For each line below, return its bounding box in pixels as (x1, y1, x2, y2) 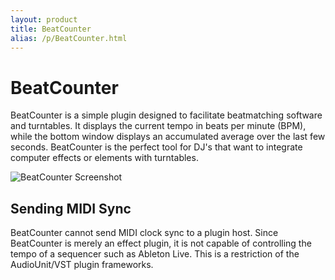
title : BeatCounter (10, 24, 92, 34)
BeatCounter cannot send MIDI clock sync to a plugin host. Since (10, 227, 279, 239)
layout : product (10, 14, 78, 25)
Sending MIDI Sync (10, 200, 132, 217)
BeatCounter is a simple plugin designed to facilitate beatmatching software (10, 109, 323, 121)
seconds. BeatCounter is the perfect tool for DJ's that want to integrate (10, 141, 303, 153)
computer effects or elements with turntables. (10, 152, 199, 164)
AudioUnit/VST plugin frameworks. (10, 259, 154, 271)
